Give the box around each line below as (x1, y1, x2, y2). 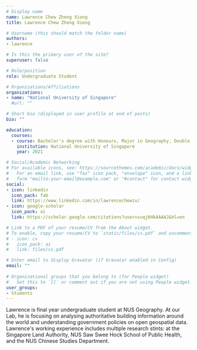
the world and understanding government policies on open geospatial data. (6, 319, 188, 326)
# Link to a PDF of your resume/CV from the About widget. (6, 225, 154, 231)
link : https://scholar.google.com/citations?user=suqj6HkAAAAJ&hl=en (11, 214, 185, 220)
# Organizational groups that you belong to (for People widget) (6, 274, 169, 279)
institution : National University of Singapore (16, 144, 135, 149)
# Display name (6, 8, 43, 15)
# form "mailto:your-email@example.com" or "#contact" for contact (6, 176, 180, 182)
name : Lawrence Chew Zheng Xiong (6, 14, 88, 20)
